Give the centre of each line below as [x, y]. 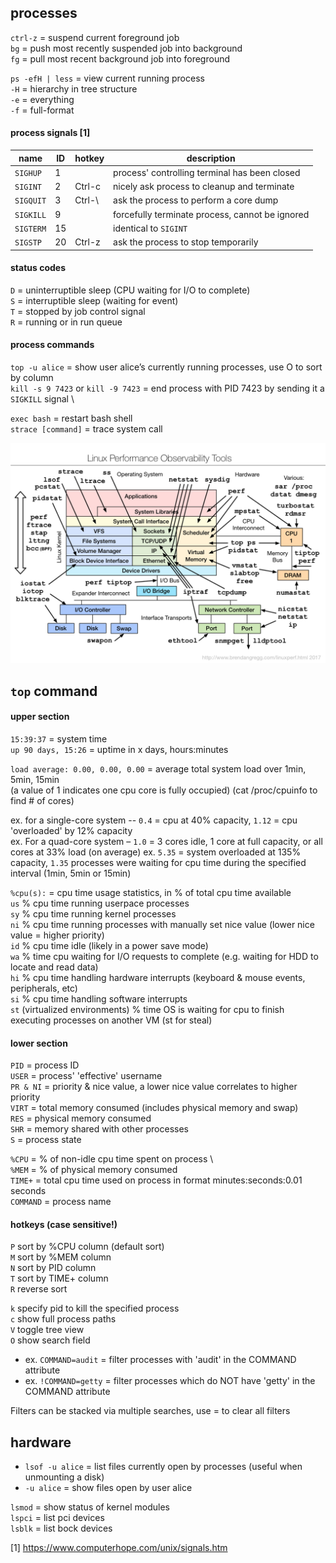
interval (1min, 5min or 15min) [71, 873]
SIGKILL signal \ [42, 398]
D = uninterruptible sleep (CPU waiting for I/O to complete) [130, 290]
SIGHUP [28, 173]
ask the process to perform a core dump [196, 200]
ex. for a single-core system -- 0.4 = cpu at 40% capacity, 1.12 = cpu [154, 820]
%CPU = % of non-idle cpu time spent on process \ [112, 1159]
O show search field [50, 1340]
